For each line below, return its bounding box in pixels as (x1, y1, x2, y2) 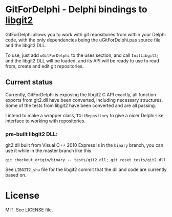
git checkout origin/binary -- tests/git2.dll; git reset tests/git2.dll (5, 158, 166, 163)
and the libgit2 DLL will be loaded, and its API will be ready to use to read (5, 57, 160, 63)
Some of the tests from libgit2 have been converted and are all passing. (5, 102, 156, 108)
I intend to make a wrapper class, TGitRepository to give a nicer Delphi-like (5, 112, 164, 118)
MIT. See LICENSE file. (5, 206, 53, 213)
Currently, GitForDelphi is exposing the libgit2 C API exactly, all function (5, 91, 156, 98)
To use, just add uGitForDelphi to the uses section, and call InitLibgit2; (5, 52, 159, 58)
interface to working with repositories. (5, 118, 86, 124)
